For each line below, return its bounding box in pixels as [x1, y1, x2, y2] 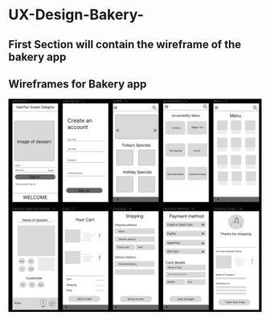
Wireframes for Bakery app [8, 77, 147, 91]
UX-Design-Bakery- [8, 6, 145, 24]
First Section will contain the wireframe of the [8, 38, 242, 51]
